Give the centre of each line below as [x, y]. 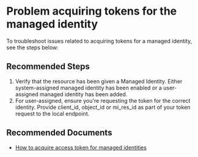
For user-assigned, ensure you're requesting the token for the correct [103, 100]
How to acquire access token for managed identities [81, 147]
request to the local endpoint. [52, 113]
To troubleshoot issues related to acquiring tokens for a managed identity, [99, 41]
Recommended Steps [48, 67]
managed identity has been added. [83, 94]
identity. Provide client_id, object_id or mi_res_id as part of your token [103, 107]
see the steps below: [33, 47]
